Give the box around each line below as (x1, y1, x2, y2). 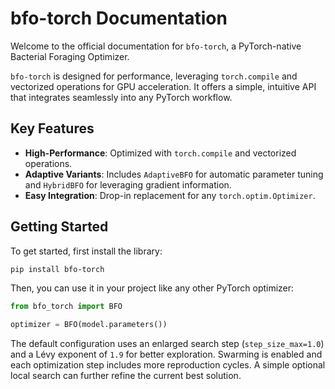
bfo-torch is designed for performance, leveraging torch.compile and (10, 70, 298, 82)
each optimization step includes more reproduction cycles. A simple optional (10, 359, 326, 371)
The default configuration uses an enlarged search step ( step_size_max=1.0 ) (10, 338, 325, 350)
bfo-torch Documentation (10, 7, 228, 30)
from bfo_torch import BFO (10, 302, 123, 312)
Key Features (10, 120, 95, 137)
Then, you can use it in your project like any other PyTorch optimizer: (10, 282, 295, 294)
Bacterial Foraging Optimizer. (10, 50, 130, 62)
